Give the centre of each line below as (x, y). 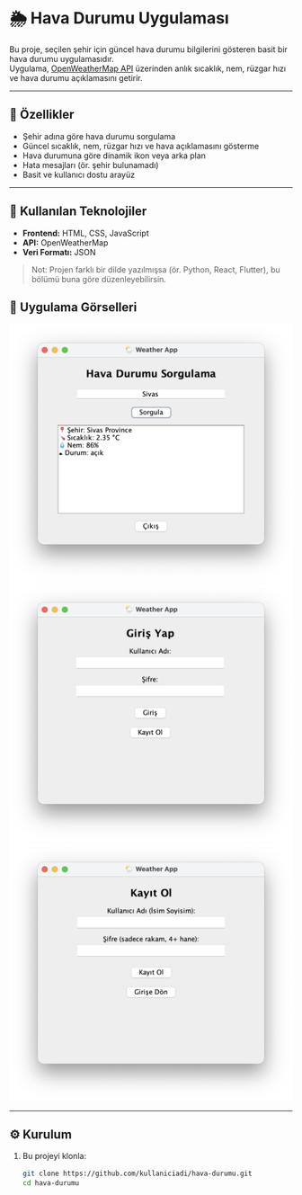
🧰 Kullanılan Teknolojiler (78, 212)
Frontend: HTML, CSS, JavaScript (86, 233)
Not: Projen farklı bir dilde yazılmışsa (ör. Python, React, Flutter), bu (155, 269)
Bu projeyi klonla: (54, 1156)
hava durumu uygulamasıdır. (62, 58)
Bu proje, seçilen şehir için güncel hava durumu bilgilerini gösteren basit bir (148, 49)
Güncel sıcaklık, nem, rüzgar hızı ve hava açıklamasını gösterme (141, 146)
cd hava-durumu (51, 1183)
